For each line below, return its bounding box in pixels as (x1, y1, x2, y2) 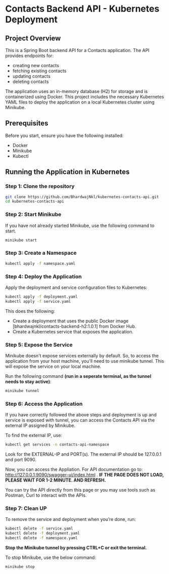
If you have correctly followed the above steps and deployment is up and (5, 412, 157, 418)
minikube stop (5, 564, 35, 569)
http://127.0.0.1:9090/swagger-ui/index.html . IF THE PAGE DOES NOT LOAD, (5, 471, 164, 477)
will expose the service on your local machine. (5, 363, 102, 369)
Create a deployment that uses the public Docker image (12, 318, 129, 324)
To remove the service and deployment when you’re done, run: (5, 516, 136, 522)
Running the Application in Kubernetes (5, 168, 130, 176)
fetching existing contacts (12, 68, 67, 74)
